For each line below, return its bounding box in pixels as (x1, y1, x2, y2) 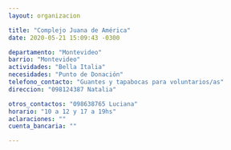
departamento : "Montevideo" (8, 48, 103, 56)
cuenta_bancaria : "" (8, 122, 78, 131)
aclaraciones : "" (8, 115, 67, 123)
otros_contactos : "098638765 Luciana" (8, 99, 138, 108)
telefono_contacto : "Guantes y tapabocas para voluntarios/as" (8, 78, 225, 86)
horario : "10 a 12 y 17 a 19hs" (8, 107, 116, 116)
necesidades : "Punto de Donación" (8, 71, 124, 79)
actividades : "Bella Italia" (8, 63, 106, 71)
